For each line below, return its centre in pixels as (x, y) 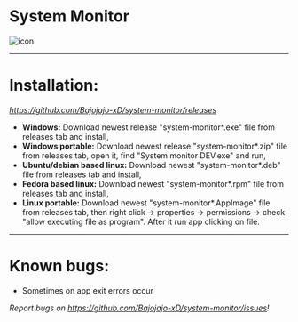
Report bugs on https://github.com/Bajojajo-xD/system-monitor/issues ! (139, 308)
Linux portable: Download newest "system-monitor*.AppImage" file (146, 203)
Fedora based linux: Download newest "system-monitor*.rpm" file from (153, 183)
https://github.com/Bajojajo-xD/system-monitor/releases (113, 109)
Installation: (54, 85)
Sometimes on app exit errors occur (87, 290)
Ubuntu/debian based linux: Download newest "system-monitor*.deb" (151, 165)
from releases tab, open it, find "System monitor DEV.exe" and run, (144, 155)
